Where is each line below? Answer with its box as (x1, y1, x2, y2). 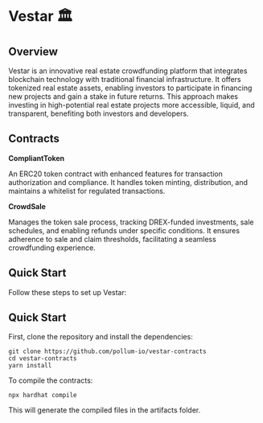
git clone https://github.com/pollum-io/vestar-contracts (8, 347, 207, 355)
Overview (8, 44, 59, 58)
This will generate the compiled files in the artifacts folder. (8, 405, 201, 415)
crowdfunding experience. (8, 243, 97, 253)
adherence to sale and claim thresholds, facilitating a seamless (8, 234, 217, 244)
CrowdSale (8, 201, 47, 211)
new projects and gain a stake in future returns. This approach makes (8, 92, 239, 101)
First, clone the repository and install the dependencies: (8, 332, 193, 342)
